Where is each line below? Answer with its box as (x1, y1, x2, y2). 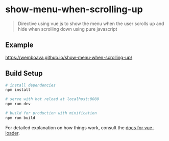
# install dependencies (5, 83, 56, 88)
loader (5, 130, 19, 136)
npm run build (5, 115, 36, 121)
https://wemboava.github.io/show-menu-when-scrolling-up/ (5, 54, 133, 60)
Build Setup (5, 69, 43, 78)
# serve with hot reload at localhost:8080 (5, 97, 100, 102)
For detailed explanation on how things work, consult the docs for (5, 124, 143, 131)
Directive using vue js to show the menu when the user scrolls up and (17, 20, 164, 27)
